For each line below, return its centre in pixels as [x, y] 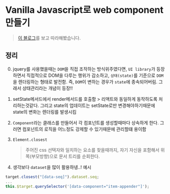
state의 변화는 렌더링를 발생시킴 [44, 112]
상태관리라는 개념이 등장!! [47, 88]
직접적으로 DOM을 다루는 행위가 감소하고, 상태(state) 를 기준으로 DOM [95, 75]
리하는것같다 [25, 105]
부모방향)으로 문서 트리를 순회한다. [66, 156]
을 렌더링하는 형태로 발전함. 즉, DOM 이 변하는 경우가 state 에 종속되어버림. [85, 81]
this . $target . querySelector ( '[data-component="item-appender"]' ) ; [77, 186]
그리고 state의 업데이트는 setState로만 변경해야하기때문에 [98, 105]
